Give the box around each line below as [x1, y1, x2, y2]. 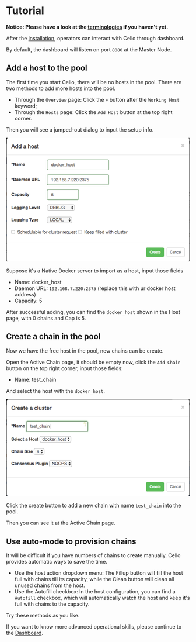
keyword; [14, 102, 37, 109]
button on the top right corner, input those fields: [6, 364, 124, 372]
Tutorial [6, 4, 45, 18]
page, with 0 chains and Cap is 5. [6, 315, 86, 322]
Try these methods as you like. [6, 612, 80, 619]
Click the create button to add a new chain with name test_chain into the [6, 502, 181, 509]
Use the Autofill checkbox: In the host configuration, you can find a [14, 588, 176, 595]
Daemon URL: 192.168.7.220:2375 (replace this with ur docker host [14, 285, 176, 292]
